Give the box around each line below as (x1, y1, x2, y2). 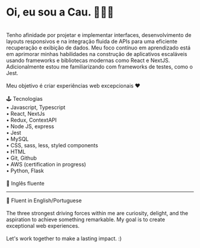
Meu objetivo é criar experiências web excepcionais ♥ (6, 82, 141, 89)
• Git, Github (6, 154, 37, 162)
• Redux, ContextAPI (6, 116, 57, 123)
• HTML (6, 148, 26, 155)
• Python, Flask (6, 167, 44, 174)
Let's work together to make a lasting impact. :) (6, 235, 122, 242)
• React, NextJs (6, 110, 45, 117)
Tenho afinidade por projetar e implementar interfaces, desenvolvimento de (6, 31, 192, 38)
